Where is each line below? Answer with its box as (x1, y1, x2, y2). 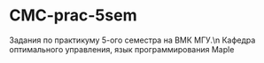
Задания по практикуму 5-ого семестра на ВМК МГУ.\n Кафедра (9, 35, 256, 45)
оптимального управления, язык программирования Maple (9, 43, 235, 54)
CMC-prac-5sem (9, 5, 137, 26)
